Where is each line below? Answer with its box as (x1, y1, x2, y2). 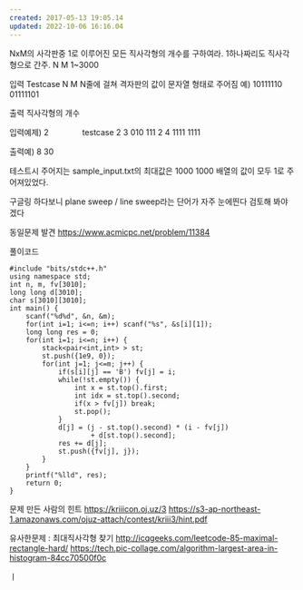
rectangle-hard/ (9, 542, 69, 554)
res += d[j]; (57, 438, 107, 447)
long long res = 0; (25, 328, 100, 337)
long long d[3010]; (9, 288, 83, 297)
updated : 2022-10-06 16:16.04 (9, 22, 124, 31)
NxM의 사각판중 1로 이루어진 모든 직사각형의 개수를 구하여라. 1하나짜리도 (9, 47, 266, 59)
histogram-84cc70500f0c (9, 552, 107, 563)
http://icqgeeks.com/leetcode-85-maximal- (115, 532, 279, 543)
